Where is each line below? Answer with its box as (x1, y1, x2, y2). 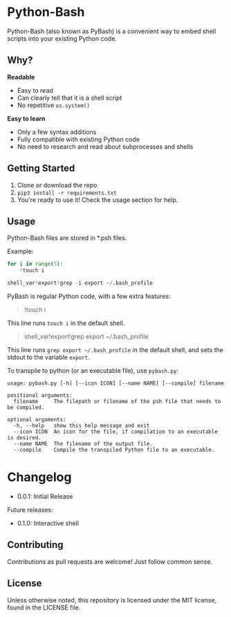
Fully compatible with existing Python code (17, 135, 140, 143)
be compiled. (7, 404, 45, 411)
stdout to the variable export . (7, 353, 90, 361)
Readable (7, 73, 35, 81)
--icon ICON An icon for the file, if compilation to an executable (13, 428, 218, 435)
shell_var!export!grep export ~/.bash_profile (24, 333, 149, 340)
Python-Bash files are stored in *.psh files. (7, 234, 127, 242)
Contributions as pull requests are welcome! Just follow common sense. (7, 558, 213, 566)
